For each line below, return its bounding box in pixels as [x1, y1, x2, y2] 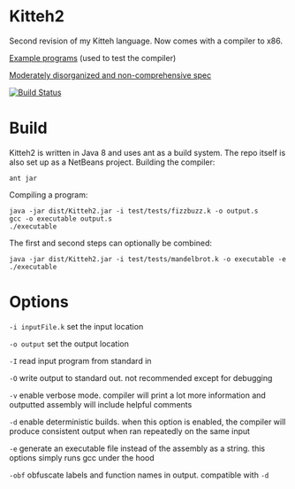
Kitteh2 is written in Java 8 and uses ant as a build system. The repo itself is [9, 147, 286, 158]
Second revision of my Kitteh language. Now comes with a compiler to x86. [9, 35, 284, 46]
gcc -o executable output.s [9, 214, 113, 223]
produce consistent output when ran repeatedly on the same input [9, 425, 250, 436]
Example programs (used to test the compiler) [9, 52, 177, 63]
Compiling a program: [9, 189, 88, 200]
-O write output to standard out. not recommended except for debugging [9, 372, 273, 383]
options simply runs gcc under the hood [9, 452, 155, 462]
